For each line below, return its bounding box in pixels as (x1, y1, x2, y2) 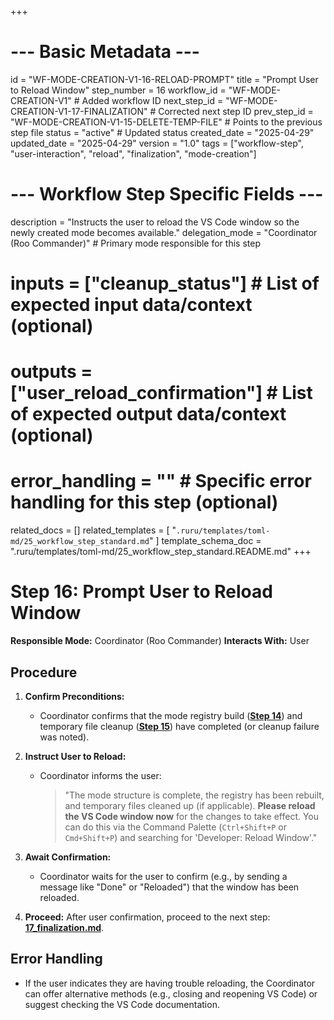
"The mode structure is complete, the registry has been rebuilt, (64, 789, 325, 801)
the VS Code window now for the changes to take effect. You (64, 810, 320, 822)
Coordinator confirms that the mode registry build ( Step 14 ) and (39, 709, 303, 721)
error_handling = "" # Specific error (10, 470, 312, 493)
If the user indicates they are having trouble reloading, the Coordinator (24, 977, 316, 989)
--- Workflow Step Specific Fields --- (10, 183, 324, 206)
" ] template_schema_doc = (148, 535, 262, 547)
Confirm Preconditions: (24, 690, 125, 702)
